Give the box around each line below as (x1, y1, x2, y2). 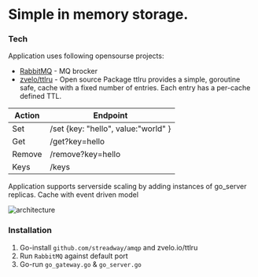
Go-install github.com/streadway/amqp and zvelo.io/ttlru (19, 242, 198, 252)
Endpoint (93, 110, 128, 121)
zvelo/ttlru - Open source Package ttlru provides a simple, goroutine (19, 75, 241, 84)
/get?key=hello (50, 136, 105, 147)
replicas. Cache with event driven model (8, 190, 139, 199)
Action (14, 110, 40, 121)
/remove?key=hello (50, 149, 120, 160)
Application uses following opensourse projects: (8, 51, 164, 60)
